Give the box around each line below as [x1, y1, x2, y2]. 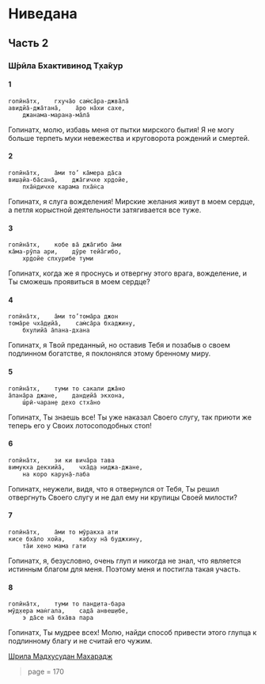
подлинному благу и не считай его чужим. [8, 636, 153, 646]
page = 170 [27, 667, 65, 677]
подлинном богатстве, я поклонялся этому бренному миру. [8, 349, 211, 359]
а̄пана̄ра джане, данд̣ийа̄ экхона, [8, 391, 126, 400]
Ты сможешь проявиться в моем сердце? [8, 277, 150, 287]
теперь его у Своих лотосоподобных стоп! [8, 420, 153, 430]
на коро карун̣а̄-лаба [22, 470, 90, 478]
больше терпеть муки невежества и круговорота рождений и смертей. [8, 133, 250, 142]
